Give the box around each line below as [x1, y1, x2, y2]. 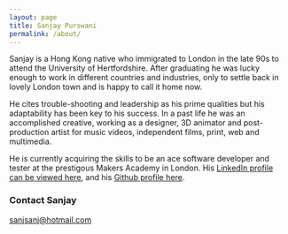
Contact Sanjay [9, 194, 77, 207]
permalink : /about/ [9, 29, 82, 38]
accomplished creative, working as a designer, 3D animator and [9, 117, 242, 128]
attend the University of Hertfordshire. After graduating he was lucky [9, 63, 260, 73]
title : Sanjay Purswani [9, 21, 97, 30]
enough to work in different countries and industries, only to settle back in [9, 72, 279, 83]
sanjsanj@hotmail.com [9, 214, 92, 225]
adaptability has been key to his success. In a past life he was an [9, 108, 245, 119]
